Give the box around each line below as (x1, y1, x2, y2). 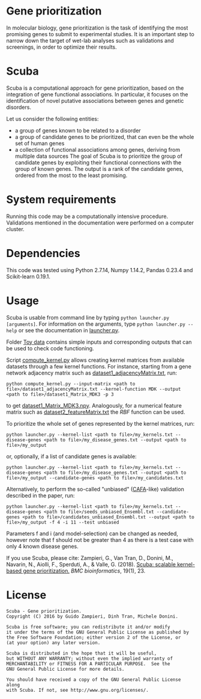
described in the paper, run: (6, 492, 75, 499)
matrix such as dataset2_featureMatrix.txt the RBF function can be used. (6, 408, 185, 415)
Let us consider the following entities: (6, 115, 99, 122)
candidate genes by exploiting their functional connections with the (14, 158, 182, 166)
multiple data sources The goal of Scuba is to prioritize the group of (14, 152, 183, 160)
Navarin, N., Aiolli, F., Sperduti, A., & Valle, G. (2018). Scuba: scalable (6, 561, 176, 568)
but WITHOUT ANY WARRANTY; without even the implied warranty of (6, 655, 173, 662)
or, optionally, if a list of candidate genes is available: (6, 453, 137, 460)
